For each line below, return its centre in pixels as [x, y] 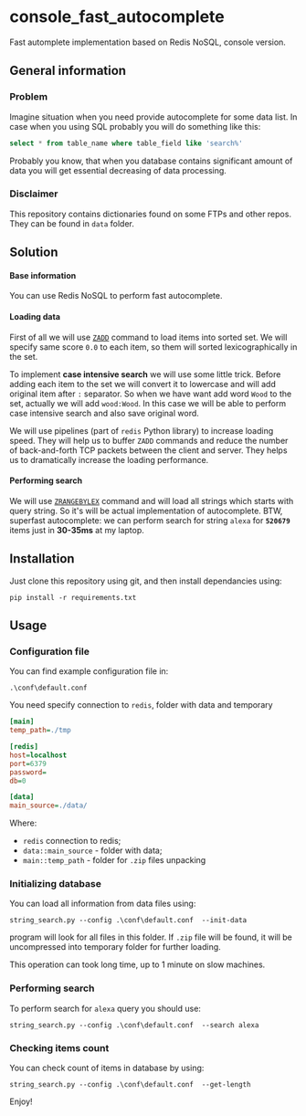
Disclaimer [34, 194]
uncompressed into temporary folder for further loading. [115, 947]
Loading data [35, 316]
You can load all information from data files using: [103, 904]
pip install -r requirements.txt [73, 597]
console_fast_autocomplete [117, 17]
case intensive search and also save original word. [104, 413]
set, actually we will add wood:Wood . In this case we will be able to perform [148, 403]
